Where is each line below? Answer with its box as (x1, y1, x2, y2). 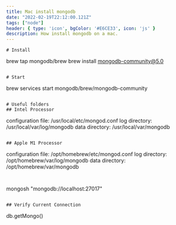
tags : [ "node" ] (6, 20, 44, 26)
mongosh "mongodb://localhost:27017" (6, 185, 103, 192)
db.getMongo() (6, 212, 43, 220)
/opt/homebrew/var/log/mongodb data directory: (6, 157, 126, 164)
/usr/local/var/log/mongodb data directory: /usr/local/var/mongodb (6, 123, 171, 131)
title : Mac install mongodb (6, 8, 76, 15)
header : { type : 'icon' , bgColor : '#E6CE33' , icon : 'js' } (6, 25, 156, 32)
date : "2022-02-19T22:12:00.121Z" (6, 14, 92, 20)
